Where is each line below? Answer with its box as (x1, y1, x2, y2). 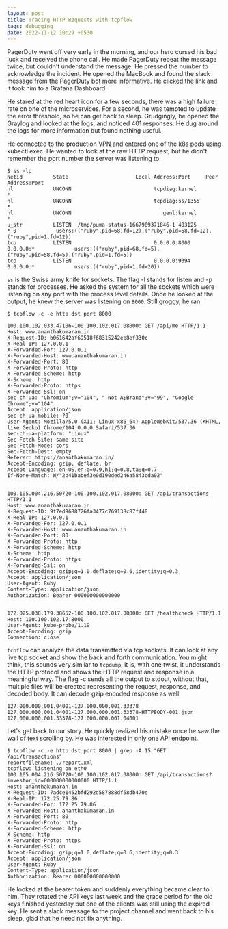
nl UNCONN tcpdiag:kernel (7, 186, 197, 192)
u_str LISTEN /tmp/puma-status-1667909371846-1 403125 (7, 222, 197, 229)
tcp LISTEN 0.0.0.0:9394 (7, 257, 191, 264)
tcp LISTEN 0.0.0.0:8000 (7, 240, 191, 246)
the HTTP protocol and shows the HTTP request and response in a (7, 668, 195, 676)
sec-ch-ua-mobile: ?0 (7, 412, 69, 420)
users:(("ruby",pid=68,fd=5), (74, 246, 160, 253)
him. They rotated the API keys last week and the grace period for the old (7, 893, 213, 901)
